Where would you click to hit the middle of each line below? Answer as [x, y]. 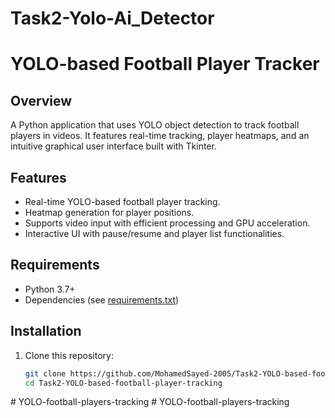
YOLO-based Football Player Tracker [165, 64]
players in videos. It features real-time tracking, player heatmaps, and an [160, 136]
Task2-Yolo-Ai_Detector [112, 18]
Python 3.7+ [50, 289]
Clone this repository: [69, 355]
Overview [41, 100]
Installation [46, 331]
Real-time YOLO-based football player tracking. [122, 201]
